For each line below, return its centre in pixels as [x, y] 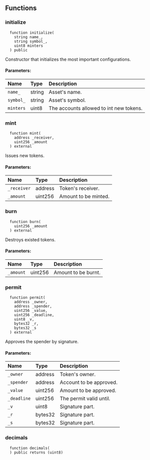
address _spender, [33, 307]
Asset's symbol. [67, 100]
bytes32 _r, [26, 324]
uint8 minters [29, 46]
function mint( [25, 134]
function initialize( [32, 33]
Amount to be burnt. [77, 272]
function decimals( [30, 448]
